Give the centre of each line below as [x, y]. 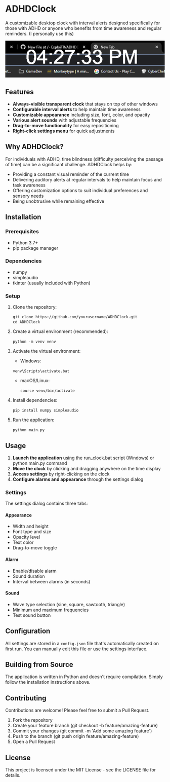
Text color [23, 542]
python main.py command [40, 463]
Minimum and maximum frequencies [51, 610]
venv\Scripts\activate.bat [41, 371]
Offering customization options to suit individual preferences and [80, 190]
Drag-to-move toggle [35, 548]
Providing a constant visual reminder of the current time [71, 174]
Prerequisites [22, 232]
